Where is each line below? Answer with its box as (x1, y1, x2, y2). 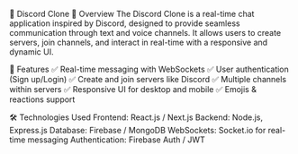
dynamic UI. (9, 47, 54, 57)
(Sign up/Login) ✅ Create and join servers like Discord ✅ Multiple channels (9, 74, 286, 84)
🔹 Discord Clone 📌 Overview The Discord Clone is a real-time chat (9, 9, 255, 19)
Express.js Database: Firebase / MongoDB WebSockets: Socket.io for (9, 125, 266, 135)
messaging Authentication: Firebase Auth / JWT (27, 134, 205, 145)
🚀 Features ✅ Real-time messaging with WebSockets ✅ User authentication (9, 64, 290, 74)
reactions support (9, 94, 76, 105)
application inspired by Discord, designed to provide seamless (9, 18, 240, 29)
